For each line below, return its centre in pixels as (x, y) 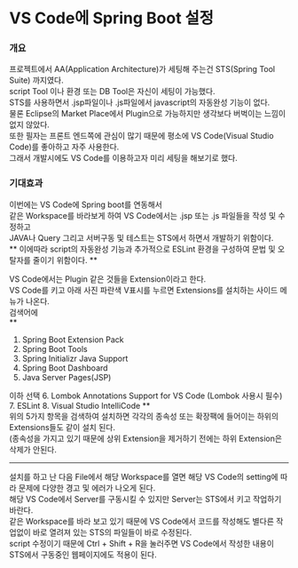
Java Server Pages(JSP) (67, 377)
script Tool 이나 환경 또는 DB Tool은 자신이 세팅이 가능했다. (112, 92)
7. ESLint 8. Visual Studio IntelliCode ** (80, 405)
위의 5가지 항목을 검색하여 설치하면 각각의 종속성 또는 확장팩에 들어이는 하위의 (144, 416)
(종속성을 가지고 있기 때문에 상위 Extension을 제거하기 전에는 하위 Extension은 (145, 438)
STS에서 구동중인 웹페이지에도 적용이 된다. (83, 554)
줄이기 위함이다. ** (65, 260)
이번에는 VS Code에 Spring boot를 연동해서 (86, 204)
